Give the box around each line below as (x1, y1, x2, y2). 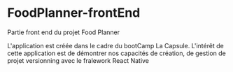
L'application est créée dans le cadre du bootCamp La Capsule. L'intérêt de (7, 41, 224, 50)
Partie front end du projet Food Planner (7, 28, 120, 36)
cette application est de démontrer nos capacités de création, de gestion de (7, 49, 226, 57)
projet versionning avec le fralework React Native (7, 56, 149, 64)
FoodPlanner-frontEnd (7, 5, 141, 21)
